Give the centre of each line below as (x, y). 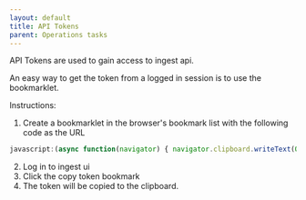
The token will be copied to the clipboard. (101, 186)
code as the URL (54, 133)
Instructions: (33, 105)
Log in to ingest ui (56, 167)
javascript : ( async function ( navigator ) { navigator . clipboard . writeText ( (153, 150)
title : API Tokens (44, 26)
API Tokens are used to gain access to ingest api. (102, 61)
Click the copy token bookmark (81, 176)
